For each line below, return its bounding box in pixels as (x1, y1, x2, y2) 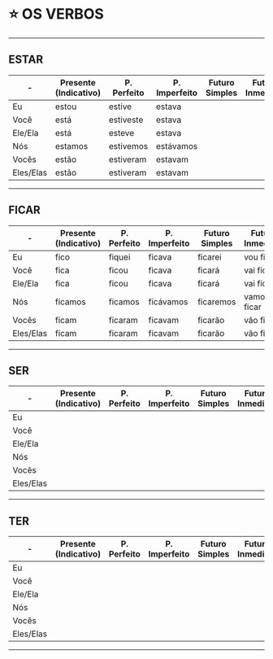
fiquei (108, 251, 131, 263)
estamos (54, 140, 89, 151)
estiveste (108, 114, 144, 125)
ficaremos (197, 296, 236, 308)
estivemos (108, 140, 149, 151)
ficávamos (148, 296, 188, 308)
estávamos (155, 140, 198, 151)
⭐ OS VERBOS (8, 5, 104, 24)
